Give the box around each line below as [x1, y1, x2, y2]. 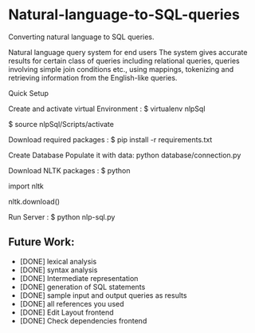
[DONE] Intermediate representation [19, 273, 139, 283]
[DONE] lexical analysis [19, 256, 97, 266]
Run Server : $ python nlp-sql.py [8, 212, 116, 221]
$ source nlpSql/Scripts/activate [8, 119, 114, 129]
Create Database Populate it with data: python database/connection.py [8, 150, 241, 160]
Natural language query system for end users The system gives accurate [8, 47, 248, 57]
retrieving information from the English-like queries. [8, 73, 178, 82]
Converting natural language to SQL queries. [8, 32, 155, 42]
